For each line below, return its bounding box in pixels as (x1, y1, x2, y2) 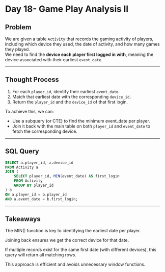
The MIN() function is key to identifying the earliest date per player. (5, 228, 141, 234)
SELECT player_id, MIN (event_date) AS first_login (14, 174, 120, 179)
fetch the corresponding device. (12, 128, 78, 134)
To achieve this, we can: (5, 108, 54, 114)
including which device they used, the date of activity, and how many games (5, 41, 160, 47)
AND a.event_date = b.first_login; (5, 197, 78, 201)
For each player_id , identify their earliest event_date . (12, 88, 120, 94)
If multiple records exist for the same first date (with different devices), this (5, 247, 157, 253)
